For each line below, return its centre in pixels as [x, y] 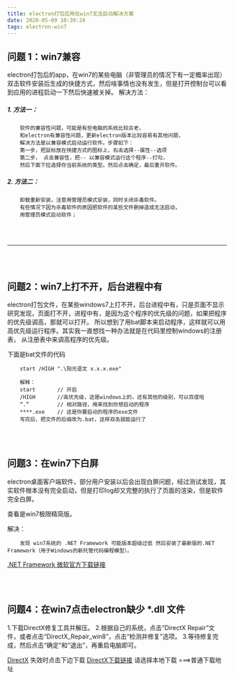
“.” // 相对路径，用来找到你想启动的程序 [85, 404]
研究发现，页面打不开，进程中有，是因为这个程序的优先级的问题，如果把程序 [117, 313]
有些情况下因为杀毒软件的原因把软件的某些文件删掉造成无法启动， [100, 208]
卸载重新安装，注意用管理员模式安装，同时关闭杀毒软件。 [90, 200]
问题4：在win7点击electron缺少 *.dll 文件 [96, 610]
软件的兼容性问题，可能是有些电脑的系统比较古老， [82, 128]
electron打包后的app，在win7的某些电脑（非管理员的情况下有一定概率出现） [117, 75]
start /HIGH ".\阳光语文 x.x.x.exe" [71, 368]
